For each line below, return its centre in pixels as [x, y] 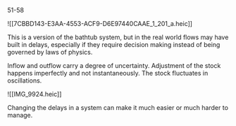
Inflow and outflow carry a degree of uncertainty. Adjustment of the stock [114, 65]
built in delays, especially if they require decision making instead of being [114, 44]
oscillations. [25, 80]
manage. [20, 115]
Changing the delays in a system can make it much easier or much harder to [118, 107]
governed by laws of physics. [50, 52]
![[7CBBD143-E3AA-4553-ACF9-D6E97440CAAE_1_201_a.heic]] [100, 23]
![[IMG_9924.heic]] [35, 94]
